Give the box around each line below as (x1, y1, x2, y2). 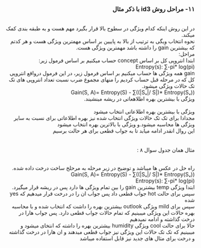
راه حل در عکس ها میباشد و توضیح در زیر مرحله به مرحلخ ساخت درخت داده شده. (11, 164, 195, 172)
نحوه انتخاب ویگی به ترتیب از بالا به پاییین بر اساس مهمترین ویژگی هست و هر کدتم (10, 38, 195, 45)
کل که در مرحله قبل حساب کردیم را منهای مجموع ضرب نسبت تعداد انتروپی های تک (8, 76, 195, 83)
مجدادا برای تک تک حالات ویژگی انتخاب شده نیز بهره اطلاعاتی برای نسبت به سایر (13, 114, 195, 122)
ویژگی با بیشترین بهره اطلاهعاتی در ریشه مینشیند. (84, 95, 195, 102)
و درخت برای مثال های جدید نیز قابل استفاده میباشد (79, 235, 195, 242)
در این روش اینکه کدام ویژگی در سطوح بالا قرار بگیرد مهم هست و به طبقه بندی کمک (5, 25, 195, 32)
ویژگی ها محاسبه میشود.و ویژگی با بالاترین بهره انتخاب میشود (57, 121, 195, 128)
